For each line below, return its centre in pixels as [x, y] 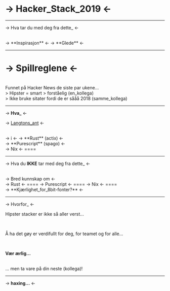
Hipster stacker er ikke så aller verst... [45, 214]
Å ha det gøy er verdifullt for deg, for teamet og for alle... [64, 234]
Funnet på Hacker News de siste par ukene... [52, 87]
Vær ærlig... [18, 253]
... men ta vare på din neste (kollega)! [44, 268]
